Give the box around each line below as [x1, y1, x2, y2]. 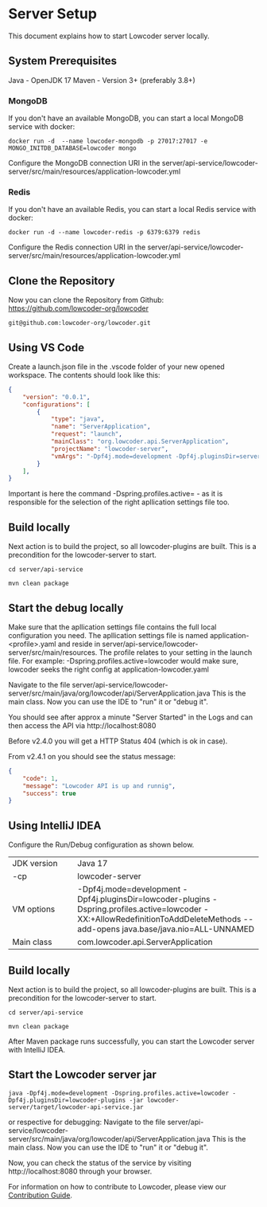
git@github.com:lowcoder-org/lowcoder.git [8, 319, 151, 327]
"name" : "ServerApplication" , [50, 423, 151, 431]
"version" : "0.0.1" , [22, 393, 91, 401]
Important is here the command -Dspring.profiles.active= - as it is [8, 489, 223, 499]
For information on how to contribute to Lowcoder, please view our [8, 1182, 226, 1191]
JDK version [12, 858, 58, 869]
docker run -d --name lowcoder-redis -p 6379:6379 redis [8, 229, 201, 237]
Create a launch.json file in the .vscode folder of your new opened [8, 362, 225, 371]
